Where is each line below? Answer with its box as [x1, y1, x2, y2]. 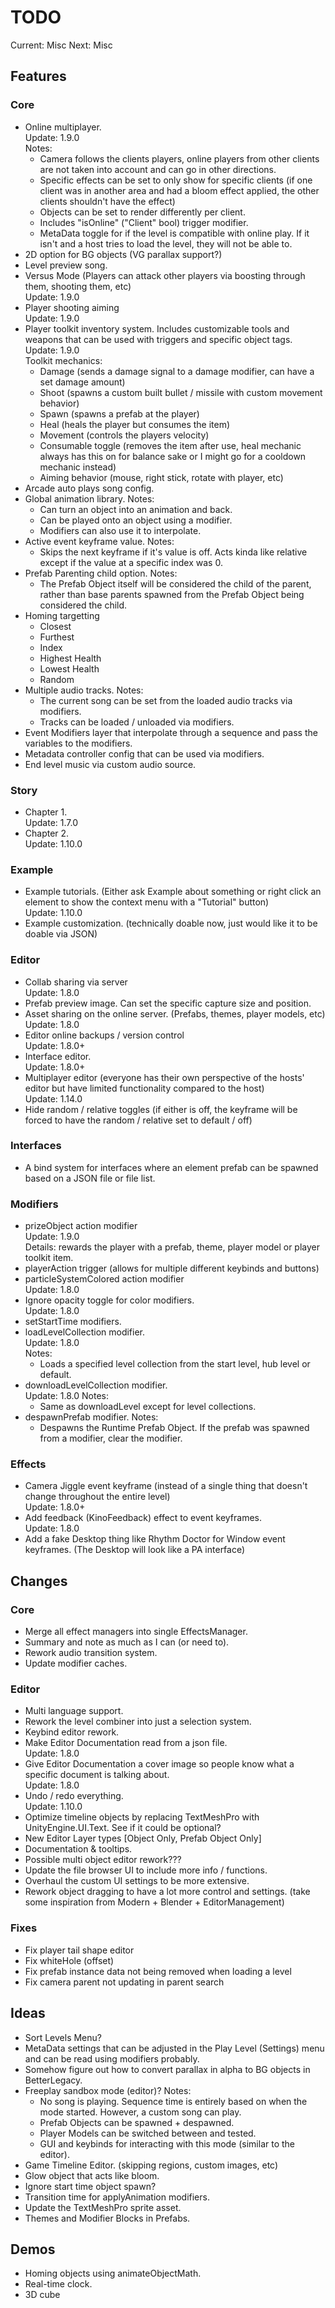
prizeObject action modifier [24, 1220, 138, 1232]
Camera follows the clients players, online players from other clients [39, 152, 320, 165]
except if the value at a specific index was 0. [39, 556, 223, 568]
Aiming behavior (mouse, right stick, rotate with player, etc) [39, 471, 284, 483]
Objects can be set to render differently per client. [39, 206, 246, 218]
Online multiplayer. [24, 121, 102, 133]
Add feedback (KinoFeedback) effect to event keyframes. [24, 1512, 263, 1524]
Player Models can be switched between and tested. [39, 2127, 257, 2139]
